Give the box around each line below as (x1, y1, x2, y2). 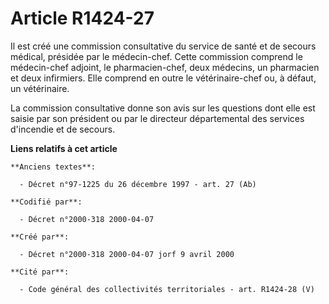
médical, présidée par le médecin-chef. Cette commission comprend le (10, 50, 303, 62)
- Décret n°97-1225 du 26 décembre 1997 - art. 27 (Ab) (19, 179, 257, 189)
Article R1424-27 (10, 7, 155, 30)
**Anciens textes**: (10, 162, 97, 172)
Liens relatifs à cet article (10, 142, 118, 154)
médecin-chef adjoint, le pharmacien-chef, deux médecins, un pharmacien (10, 61, 320, 73)
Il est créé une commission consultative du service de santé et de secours (10, 40, 317, 52)
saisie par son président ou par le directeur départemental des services (10, 112, 305, 124)
